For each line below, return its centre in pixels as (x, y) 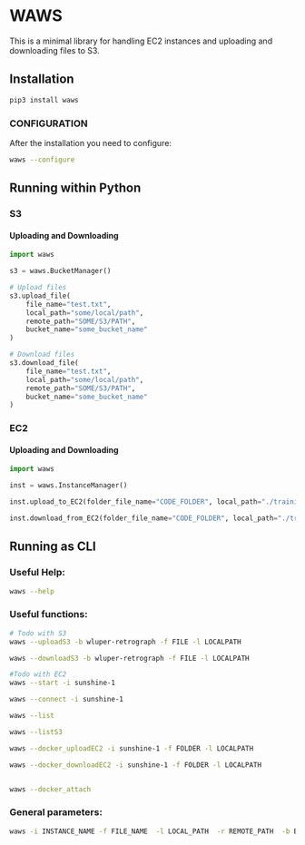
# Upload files (38, 288)
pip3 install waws (44, 100)
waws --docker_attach (50, 789)
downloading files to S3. (54, 50)
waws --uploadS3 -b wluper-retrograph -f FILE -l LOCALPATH (126, 642)
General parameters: (56, 812)
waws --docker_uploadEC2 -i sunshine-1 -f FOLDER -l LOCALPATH (132, 748)
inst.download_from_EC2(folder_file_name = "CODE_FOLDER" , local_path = (144, 518)
